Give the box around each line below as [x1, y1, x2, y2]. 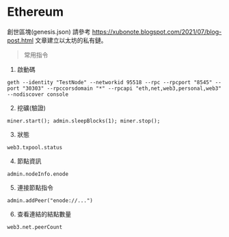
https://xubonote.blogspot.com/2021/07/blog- [92, 27, 222, 36]
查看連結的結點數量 [16, 210, 72, 218]
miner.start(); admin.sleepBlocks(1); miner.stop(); [7, 117, 161, 124]
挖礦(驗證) [16, 103, 46, 112]
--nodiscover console [7, 90, 69, 98]
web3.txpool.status [7, 144, 63, 151]
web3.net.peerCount [7, 223, 63, 230]
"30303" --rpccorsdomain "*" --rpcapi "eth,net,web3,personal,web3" [22, 85, 222, 92]
